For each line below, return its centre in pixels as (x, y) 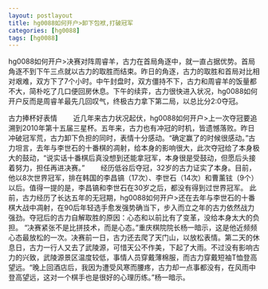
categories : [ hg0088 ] (44, 30)
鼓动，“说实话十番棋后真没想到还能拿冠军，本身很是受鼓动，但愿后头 (136, 158)
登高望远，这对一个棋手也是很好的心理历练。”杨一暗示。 (99, 277)
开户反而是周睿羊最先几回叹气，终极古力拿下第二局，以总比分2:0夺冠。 (126, 101)
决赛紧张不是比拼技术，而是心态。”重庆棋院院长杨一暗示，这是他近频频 (142, 228)
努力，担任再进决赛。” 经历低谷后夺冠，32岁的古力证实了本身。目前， (136, 168)
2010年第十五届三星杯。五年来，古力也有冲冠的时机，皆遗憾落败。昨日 (138, 128)
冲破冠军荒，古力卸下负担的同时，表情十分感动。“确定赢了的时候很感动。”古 (132, 138)
